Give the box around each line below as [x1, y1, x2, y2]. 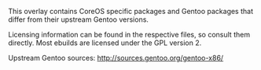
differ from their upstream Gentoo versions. [8, 15, 149, 24]
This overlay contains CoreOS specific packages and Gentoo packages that [8, 7, 254, 16]
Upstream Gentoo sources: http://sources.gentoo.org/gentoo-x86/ [8, 54, 224, 62]
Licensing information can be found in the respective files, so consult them [8, 30, 250, 39]
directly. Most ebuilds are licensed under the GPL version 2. [8, 38, 202, 47]
